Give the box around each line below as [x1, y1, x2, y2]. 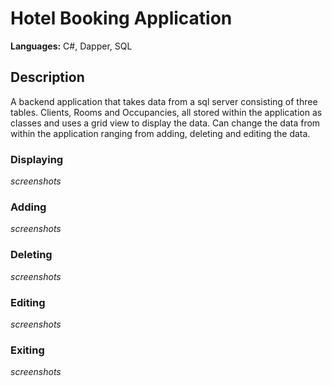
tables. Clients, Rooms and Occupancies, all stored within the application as [10, 106, 323, 118]
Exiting [10, 343, 45, 357]
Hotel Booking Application [10, 7, 233, 30]
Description [10, 69, 85, 86]
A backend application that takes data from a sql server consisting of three [10, 95, 318, 107]
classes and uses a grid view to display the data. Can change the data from [10, 117, 321, 129]
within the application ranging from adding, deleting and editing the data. [10, 127, 311, 139]
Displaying [10, 152, 64, 166]
